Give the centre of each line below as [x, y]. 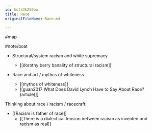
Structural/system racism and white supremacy [60, 56]
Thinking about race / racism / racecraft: [46, 104]
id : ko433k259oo [22, 10]
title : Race [17, 14]
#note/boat [16, 46]
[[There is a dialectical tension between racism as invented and [83, 119]
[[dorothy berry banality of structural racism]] [65, 65]
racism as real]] [35, 124]
